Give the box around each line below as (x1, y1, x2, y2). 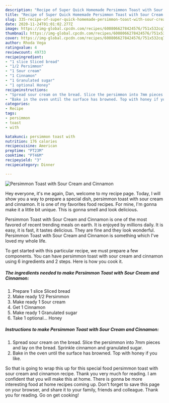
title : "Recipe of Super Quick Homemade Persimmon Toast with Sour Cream (5, 12, 163, 17)
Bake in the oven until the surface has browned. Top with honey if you (12, 350, 157, 356)
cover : (5, 36, 19, 41)
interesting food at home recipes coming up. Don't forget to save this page (5, 381, 160, 387)
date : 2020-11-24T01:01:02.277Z (5, 21, 73, 27)
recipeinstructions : (5, 87, 49, 93)
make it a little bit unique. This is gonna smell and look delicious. (5, 206, 138, 212)
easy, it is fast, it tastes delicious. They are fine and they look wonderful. (5, 227, 155, 233)
